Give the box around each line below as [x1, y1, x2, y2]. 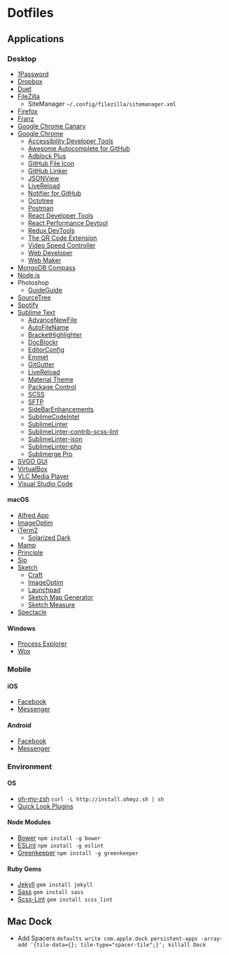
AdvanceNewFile [27, 316, 78, 324]
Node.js [17, 271, 41, 279]
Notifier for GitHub [27, 189, 82, 197]
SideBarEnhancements [27, 405, 94, 413]
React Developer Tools [27, 211, 94, 219]
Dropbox [17, 77, 43, 86]
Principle [17, 548, 43, 557]
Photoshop [17, 278, 49, 287]
